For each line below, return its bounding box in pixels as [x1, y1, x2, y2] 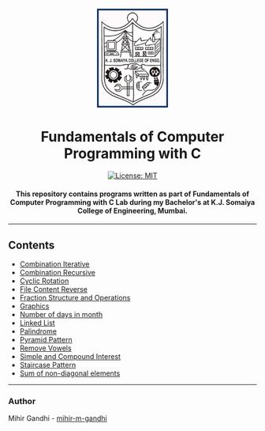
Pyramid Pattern [19, 335, 73, 344]
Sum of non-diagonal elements [19, 369, 121, 378]
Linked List [19, 318, 55, 327]
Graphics [19, 301, 50, 311]
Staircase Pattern [19, 360, 77, 369]
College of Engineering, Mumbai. [77, 206, 188, 215]
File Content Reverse [19, 284, 88, 293]
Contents [8, 238, 55, 251]
